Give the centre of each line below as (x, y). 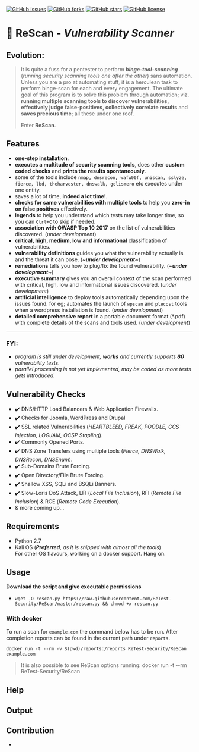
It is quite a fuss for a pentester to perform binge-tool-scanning (99, 69)
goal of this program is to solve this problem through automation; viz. (105, 95)
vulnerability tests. (37, 363)
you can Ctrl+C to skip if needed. (55, 221)
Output (19, 710)
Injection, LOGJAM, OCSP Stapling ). (59, 435)
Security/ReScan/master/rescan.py (57, 604)
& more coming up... (39, 507)
